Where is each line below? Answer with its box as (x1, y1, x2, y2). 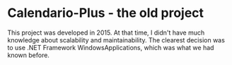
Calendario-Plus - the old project (7, 5, 204, 21)
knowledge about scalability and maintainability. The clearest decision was (7, 35, 225, 44)
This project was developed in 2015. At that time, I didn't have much (7, 28, 205, 37)
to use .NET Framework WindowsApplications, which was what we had (7, 43, 214, 52)
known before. (7, 51, 50, 59)
